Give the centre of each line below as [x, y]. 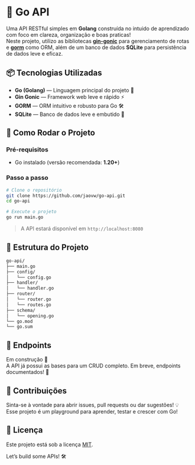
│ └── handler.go [30, 288]
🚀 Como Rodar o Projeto [51, 133]
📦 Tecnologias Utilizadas [54, 73]
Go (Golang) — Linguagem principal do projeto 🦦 [74, 90]
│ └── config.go [29, 277]
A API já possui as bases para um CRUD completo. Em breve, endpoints [93, 366]
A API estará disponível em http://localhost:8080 [82, 229]
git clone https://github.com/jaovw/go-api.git [66, 196]
